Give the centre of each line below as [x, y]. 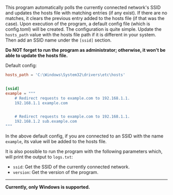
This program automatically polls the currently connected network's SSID [83, 7]
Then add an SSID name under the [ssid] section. [58, 40]
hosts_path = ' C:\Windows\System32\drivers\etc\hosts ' [65, 75]
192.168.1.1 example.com [41, 103]
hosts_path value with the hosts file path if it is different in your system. [81, 35]
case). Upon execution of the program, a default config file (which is [78, 24]
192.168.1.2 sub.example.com [46, 122]
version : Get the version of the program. [56, 172]
